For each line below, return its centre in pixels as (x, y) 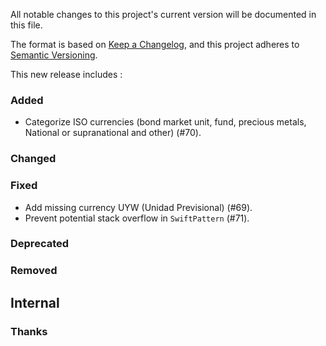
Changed (33, 159)
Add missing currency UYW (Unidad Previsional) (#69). (138, 207)
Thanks (29, 331)
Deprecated (40, 244)
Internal (35, 302)
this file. (26, 25)
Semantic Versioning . (54, 55)
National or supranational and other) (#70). (113, 133)
